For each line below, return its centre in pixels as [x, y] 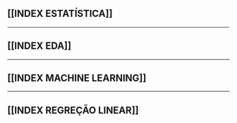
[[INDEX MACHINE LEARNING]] [77, 78]
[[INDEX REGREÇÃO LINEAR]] [73, 110]
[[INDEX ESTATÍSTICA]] [60, 14]
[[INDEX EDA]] [39, 46]
